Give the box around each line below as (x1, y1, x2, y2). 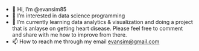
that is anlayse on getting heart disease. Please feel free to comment (11, 25, 183, 32)
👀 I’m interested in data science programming (11, 12, 125, 19)
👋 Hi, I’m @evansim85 (11, 6, 67, 13)
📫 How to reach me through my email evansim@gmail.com (11, 38, 160, 45)
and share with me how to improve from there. (11, 31, 127, 38)
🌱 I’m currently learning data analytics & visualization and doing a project (11, 19, 193, 25)
